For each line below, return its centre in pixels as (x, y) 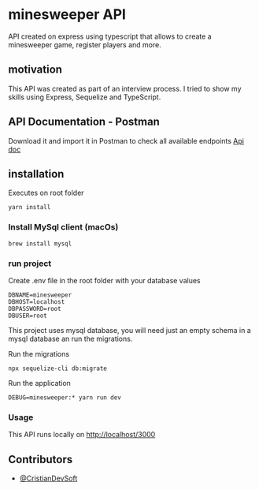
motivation (35, 70)
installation (36, 174)
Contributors (41, 459)
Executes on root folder (46, 193)
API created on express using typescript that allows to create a (110, 36)
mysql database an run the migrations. (70, 339)
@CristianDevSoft (48, 478)
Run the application (39, 383)
